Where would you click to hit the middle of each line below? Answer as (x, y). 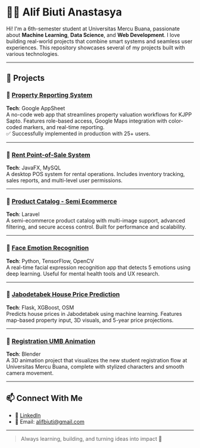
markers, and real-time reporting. (64, 127)
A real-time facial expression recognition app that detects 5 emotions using (99, 267)
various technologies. (33, 54)
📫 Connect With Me (45, 398)
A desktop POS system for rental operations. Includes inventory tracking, (96, 174)
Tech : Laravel (23, 214)
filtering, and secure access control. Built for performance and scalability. (96, 227)
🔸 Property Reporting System (49, 95)
